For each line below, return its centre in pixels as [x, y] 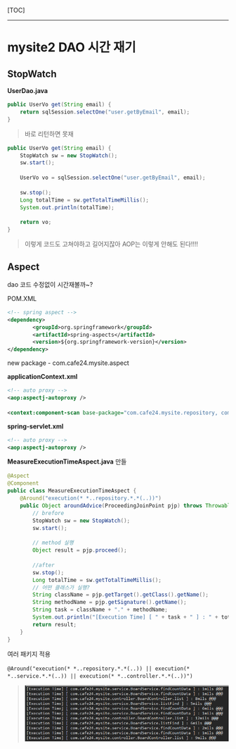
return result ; [55, 624]
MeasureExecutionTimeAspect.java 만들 [67, 462]
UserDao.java [27, 91]
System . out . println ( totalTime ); [67, 207]
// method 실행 [53, 543]
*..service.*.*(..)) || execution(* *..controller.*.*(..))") [100, 676]
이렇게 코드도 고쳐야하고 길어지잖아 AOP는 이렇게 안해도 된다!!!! [111, 244]
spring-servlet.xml [35, 426]
